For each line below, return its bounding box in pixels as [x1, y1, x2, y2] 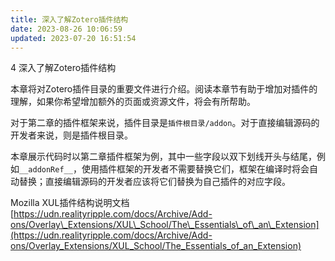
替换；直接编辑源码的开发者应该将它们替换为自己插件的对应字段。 [18, 176, 291, 188]
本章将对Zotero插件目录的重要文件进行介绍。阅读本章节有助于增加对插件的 [10, 83, 318, 95]
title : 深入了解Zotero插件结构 [10, 14, 129, 25]
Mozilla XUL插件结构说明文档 [10, 197, 130, 209]
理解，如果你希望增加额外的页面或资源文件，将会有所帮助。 [10, 96, 256, 108]
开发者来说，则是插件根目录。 [10, 129, 133, 141]
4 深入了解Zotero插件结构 [10, 62, 117, 74]
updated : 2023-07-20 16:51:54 [10, 33, 137, 43]
